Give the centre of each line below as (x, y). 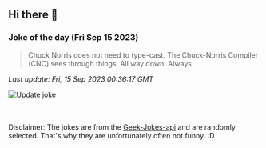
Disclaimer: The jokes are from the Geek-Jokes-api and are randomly (122, 127)
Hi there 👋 (33, 15)
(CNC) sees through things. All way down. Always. (111, 63)
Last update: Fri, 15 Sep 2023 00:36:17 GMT (81, 79)
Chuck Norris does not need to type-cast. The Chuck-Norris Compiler (143, 55)
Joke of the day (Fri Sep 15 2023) (73, 38)
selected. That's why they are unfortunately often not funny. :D (111, 135)
